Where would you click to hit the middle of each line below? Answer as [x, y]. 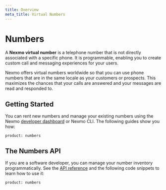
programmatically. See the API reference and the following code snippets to [82, 168]
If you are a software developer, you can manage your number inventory [79, 163]
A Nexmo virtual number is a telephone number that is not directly [73, 53]
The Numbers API [33, 151]
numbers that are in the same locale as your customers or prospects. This [81, 78]
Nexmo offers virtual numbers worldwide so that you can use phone [75, 73]
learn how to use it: [25, 174]
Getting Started [29, 104]
